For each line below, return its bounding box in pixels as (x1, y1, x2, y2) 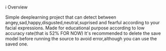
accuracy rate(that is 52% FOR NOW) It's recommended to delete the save (5, 30, 161, 36)
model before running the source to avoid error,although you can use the (5, 36, 157, 41)
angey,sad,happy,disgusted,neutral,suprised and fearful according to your (5, 20, 160, 25)
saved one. (5, 41, 29, 47)
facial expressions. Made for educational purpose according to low (5, 25, 145, 31)
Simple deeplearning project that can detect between (5, 14, 116, 20)
